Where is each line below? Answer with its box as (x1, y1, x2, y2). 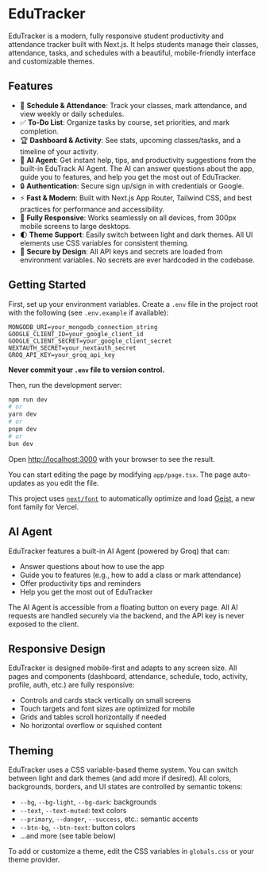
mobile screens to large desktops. (19, 221, 131, 231)
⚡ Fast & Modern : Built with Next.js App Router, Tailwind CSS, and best (19, 192, 253, 203)
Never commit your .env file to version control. (8, 365, 165, 374)
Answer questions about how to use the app (19, 561, 165, 571)
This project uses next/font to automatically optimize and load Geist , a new (8, 494, 256, 503)
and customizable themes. (8, 56, 95, 66)
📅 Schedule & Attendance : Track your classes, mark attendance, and (19, 100, 248, 110)
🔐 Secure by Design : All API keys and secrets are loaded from (19, 246, 223, 256)
